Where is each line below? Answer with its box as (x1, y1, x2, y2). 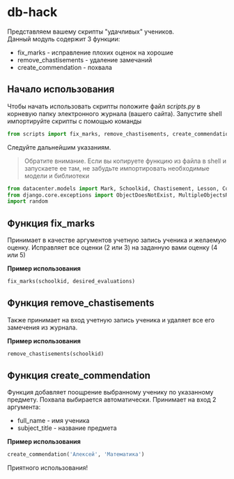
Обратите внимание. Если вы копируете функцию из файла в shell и (24, 157, 226, 165)
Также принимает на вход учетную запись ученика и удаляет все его (7, 315, 214, 324)
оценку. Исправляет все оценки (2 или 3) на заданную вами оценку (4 (7, 243, 218, 252)
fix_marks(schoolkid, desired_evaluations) (7, 278, 136, 285)
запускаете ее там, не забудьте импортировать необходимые (24, 164, 210, 172)
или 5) (7, 251, 26, 259)
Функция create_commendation (7, 370, 151, 382)
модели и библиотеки (24, 171, 89, 180)
